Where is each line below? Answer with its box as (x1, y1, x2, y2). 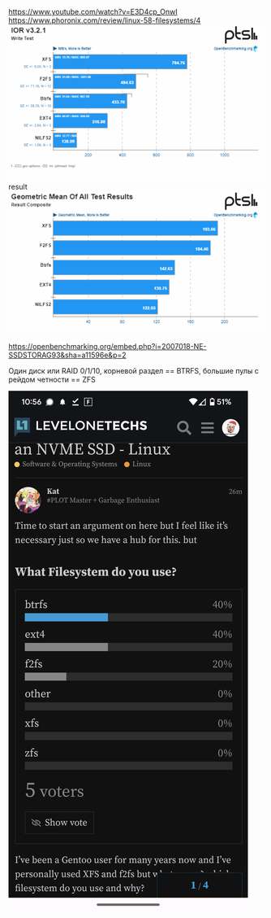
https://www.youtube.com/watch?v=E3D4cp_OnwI (8, 7, 179, 16)
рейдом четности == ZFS (8, 374, 96, 385)
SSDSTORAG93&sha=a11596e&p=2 (8, 350, 127, 361)
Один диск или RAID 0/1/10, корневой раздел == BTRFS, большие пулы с (8, 366, 260, 376)
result (8, 182, 28, 192)
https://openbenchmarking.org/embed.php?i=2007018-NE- (8, 342, 207, 352)
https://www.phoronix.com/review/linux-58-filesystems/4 (8, 15, 201, 25)
